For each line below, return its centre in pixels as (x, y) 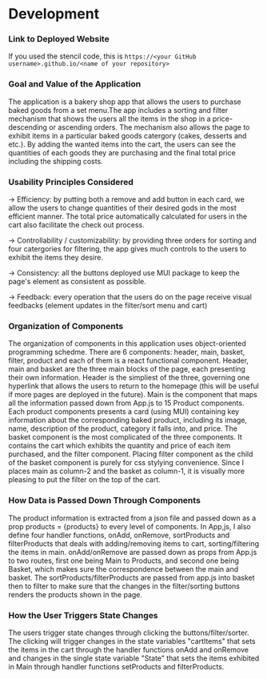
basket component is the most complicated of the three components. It (125, 437)
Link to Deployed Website (59, 39)
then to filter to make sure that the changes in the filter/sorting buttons (124, 586)
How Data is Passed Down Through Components (105, 500)
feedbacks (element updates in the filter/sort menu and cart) (108, 306)
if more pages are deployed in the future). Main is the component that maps (133, 395)
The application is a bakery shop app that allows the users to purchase (125, 102)
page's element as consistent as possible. (77, 282)
